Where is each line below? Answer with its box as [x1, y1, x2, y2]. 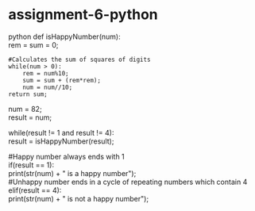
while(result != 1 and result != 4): [8, 128, 114, 137]
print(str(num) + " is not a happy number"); [8, 194, 149, 203]
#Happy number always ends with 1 [8, 152, 125, 161]
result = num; [8, 113, 52, 122]
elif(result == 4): [8, 185, 62, 195]
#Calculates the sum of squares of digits [8, 56, 151, 63]
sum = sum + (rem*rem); [22, 76, 102, 84]
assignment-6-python [8, 6, 158, 24]
